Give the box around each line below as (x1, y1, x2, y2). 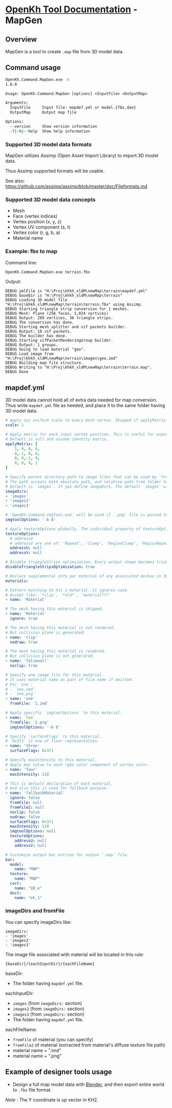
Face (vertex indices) (12, 213, 58, 219)
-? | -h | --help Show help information (10, 128, 91, 134)
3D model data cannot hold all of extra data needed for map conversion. (5, 397, 158, 403)
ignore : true (10, 616, 38, 621)
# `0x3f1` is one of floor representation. (5, 738, 100, 744)
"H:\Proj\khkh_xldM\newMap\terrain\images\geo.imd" (5, 356, 118, 361)
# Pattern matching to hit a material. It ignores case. (5, 588, 130, 593)
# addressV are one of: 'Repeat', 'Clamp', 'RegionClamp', (10, 540, 139, 546)
